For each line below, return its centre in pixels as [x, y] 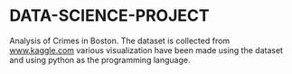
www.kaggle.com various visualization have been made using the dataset [146, 50]
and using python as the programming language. [100, 60]
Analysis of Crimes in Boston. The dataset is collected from [120, 41]
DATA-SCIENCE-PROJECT [109, 16]
